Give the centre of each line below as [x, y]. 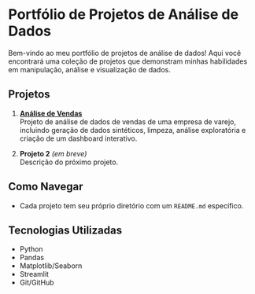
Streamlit [34, 274]
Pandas [32, 258]
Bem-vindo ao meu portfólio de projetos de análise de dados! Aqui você [125, 53]
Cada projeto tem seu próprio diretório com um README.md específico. [131, 205]
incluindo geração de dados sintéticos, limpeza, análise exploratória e [133, 130]
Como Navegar [46, 187]
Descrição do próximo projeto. [69, 162]
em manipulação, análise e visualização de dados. [89, 69]
